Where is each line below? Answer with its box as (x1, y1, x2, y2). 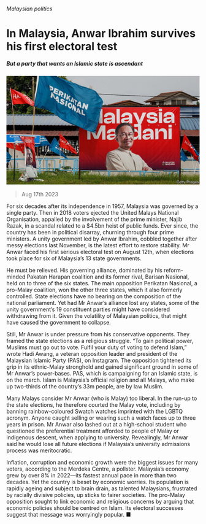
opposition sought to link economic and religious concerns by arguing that (6, 498, 194, 506)
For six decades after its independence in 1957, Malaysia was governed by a (6, 202, 199, 210)
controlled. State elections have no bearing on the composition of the (6, 293, 181, 300)
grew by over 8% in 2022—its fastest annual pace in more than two (6, 472, 177, 479)
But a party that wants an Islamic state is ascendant (6, 60, 143, 67)
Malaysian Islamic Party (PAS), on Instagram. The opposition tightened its (6, 356, 192, 364)
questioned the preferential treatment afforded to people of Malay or (6, 427, 180, 435)
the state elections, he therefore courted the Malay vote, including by (6, 401, 181, 409)
